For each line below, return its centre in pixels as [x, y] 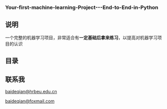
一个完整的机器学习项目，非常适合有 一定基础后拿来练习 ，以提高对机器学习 [81, 37]
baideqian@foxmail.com [30, 101]
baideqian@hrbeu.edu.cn [31, 91]
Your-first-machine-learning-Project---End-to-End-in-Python [82, 7]
